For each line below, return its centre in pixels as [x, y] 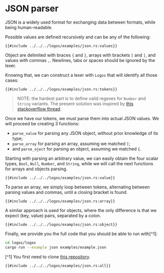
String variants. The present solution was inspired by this [75, 103]
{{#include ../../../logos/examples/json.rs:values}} [61, 46]
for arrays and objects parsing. [36, 169]
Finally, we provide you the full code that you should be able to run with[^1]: [82, 234]
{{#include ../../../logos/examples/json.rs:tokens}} [61, 89]
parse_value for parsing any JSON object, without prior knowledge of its [85, 133]
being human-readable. [29, 27]
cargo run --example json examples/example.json [56, 247]
